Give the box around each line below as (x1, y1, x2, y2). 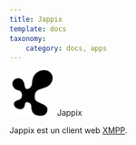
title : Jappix (9, 15, 63, 24)
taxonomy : (9, 34, 47, 43)
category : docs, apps (25, 44, 107, 53)
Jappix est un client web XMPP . (9, 125, 128, 136)
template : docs (9, 24, 67, 34)
